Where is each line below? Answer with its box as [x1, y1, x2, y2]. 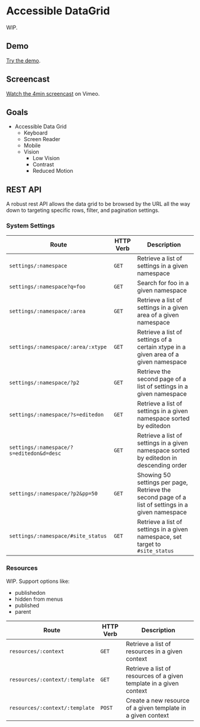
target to [137, 540, 161, 548]
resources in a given [126, 647, 183, 656]
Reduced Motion [32, 167, 73, 174]
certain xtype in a [137, 343, 186, 351]
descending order [137, 461, 187, 470]
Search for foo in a [137, 279, 189, 287]
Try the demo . [6, 57, 40, 64]
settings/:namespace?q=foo [9, 283, 86, 290]
